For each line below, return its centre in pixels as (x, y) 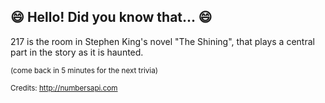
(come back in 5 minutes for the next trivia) (84, 70)
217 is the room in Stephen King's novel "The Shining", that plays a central (162, 41)
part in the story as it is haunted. (77, 52)
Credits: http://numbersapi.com (64, 88)
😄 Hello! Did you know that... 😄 (111, 17)
